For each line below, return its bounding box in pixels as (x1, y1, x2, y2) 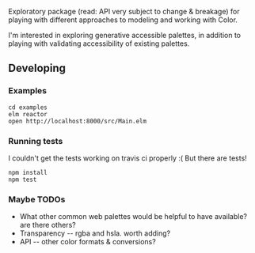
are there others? (19, 221, 77, 230)
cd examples (8, 103, 48, 111)
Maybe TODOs (8, 194, 66, 205)
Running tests (8, 135, 63, 146)
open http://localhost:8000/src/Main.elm (8, 117, 147, 125)
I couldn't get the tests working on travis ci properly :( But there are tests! (8, 153, 247, 163)
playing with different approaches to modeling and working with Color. (8, 15, 238, 25)
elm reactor (8, 110, 48, 118)
